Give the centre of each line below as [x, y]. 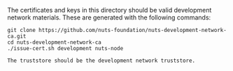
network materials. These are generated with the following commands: [109, 17]
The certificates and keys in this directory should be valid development [110, 10]
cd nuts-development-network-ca [54, 42]
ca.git [17, 36]
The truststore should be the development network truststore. [101, 61]
